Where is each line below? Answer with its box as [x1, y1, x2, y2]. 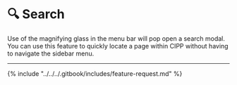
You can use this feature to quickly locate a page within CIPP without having [7, 41, 229, 50]
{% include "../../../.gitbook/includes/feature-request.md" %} [7, 69, 183, 78]
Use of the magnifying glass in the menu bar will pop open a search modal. [7, 34, 226, 43]
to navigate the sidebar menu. [7, 49, 95, 58]
